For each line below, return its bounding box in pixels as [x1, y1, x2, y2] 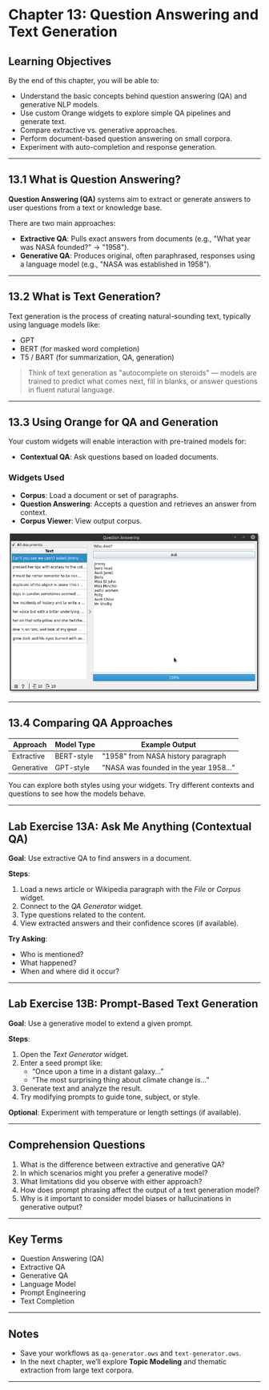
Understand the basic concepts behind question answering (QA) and [19, 91, 247, 101]
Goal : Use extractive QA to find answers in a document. [8, 853, 192, 862]
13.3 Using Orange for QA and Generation [8, 416, 219, 429]
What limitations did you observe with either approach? [19, 1176, 203, 1186]
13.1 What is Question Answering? [8, 173, 182, 187]
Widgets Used [8, 472, 65, 484]
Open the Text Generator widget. [19, 1049, 129, 1059]
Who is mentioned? [19, 949, 84, 958]
